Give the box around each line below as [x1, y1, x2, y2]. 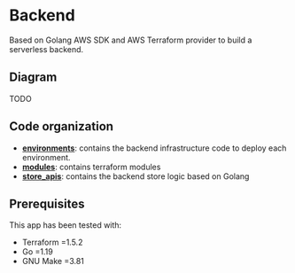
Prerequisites [9, 196, 85, 211]
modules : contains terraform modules [21, 161, 161, 172]
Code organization [9, 119, 113, 134]
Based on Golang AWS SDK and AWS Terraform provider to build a [9, 35, 252, 45]
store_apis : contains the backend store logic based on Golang [21, 170, 250, 182]
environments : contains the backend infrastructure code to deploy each [21, 143, 287, 153]
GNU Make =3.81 [21, 256, 84, 267]
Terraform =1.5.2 [21, 237, 83, 248]
